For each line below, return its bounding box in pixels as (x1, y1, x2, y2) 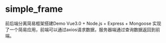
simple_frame (5, 3, 63, 15)
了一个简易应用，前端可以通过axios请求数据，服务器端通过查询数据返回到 (5, 26, 156, 33)
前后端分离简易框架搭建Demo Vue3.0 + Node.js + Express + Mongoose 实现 (5, 20, 162, 26)
